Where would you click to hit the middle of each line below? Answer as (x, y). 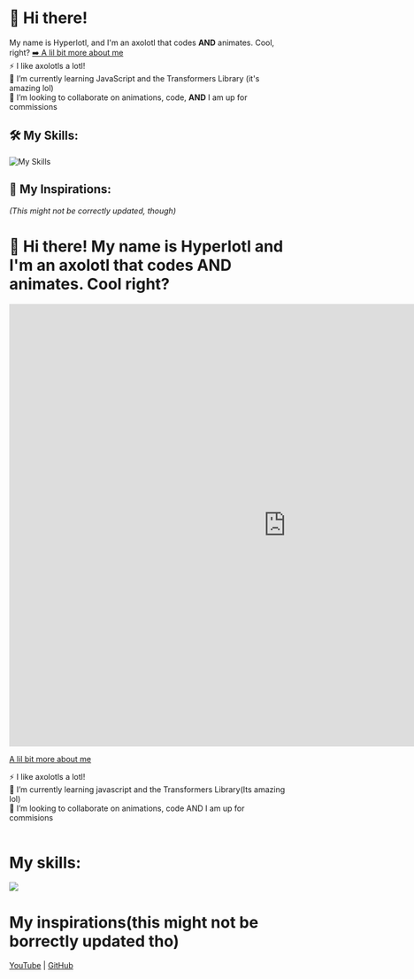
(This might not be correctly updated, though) (93, 211)
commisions (31, 817)
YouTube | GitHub (41, 966)
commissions (33, 106)
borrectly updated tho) (94, 941)
